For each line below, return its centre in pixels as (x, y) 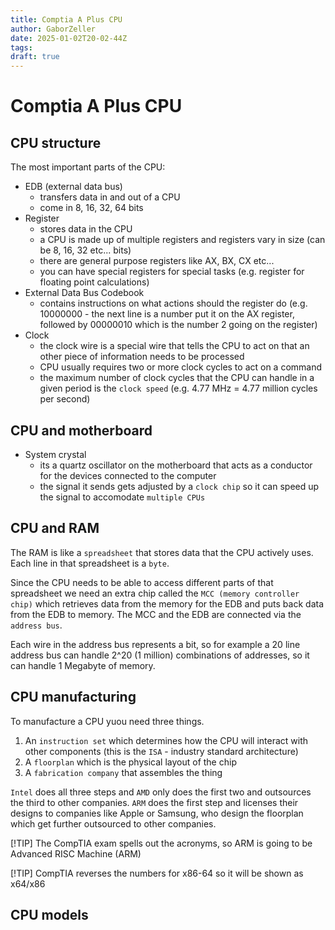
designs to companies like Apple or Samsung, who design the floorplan (157, 813)
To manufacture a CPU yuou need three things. (107, 721)
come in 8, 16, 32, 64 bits (91, 208)
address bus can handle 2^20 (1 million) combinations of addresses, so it (160, 655)
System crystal (55, 454)
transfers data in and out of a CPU (110, 197)
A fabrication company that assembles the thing (123, 772)
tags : (21, 47)
